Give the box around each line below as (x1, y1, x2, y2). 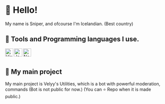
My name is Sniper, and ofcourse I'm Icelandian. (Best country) (5, 21, 133, 27)
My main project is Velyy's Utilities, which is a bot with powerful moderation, (5, 81, 161, 87)
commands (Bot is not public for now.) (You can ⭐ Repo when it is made (5, 86, 152, 92)
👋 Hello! (5, 4, 38, 16)
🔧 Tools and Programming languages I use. (5, 35, 139, 43)
